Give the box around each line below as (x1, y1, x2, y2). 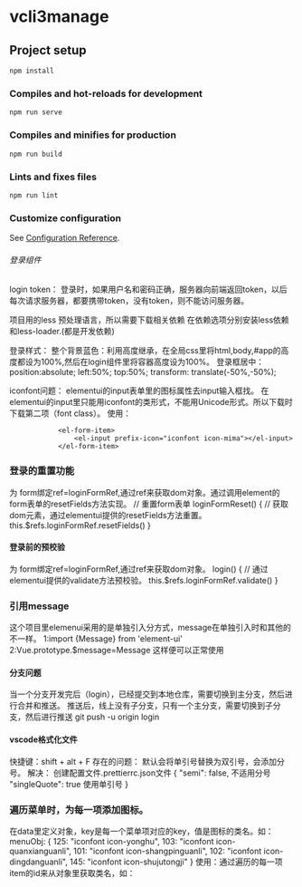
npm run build (9, 149, 63, 159)
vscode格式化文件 (9, 734, 79, 745)
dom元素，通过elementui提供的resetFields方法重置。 (9, 509, 207, 520)
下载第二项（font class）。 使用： (9, 408, 131, 419)
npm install (9, 66, 54, 75)
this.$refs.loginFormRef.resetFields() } (9, 519, 152, 531)
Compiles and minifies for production (9, 129, 176, 141)
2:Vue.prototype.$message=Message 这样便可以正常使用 (9, 645, 224, 656)
